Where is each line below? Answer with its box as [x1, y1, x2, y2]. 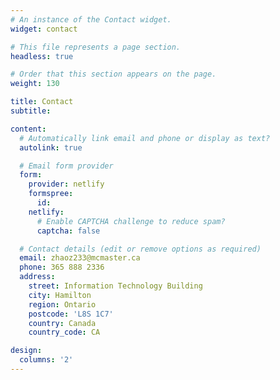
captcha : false [36, 226, 101, 236]
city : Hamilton [28, 290, 92, 300]
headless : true [10, 51, 74, 61]
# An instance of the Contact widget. [10, 14, 172, 25]
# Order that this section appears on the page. [10, 69, 217, 80]
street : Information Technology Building [28, 281, 203, 291]
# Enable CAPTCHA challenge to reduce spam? [36, 216, 226, 226]
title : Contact [10, 97, 74, 107]
